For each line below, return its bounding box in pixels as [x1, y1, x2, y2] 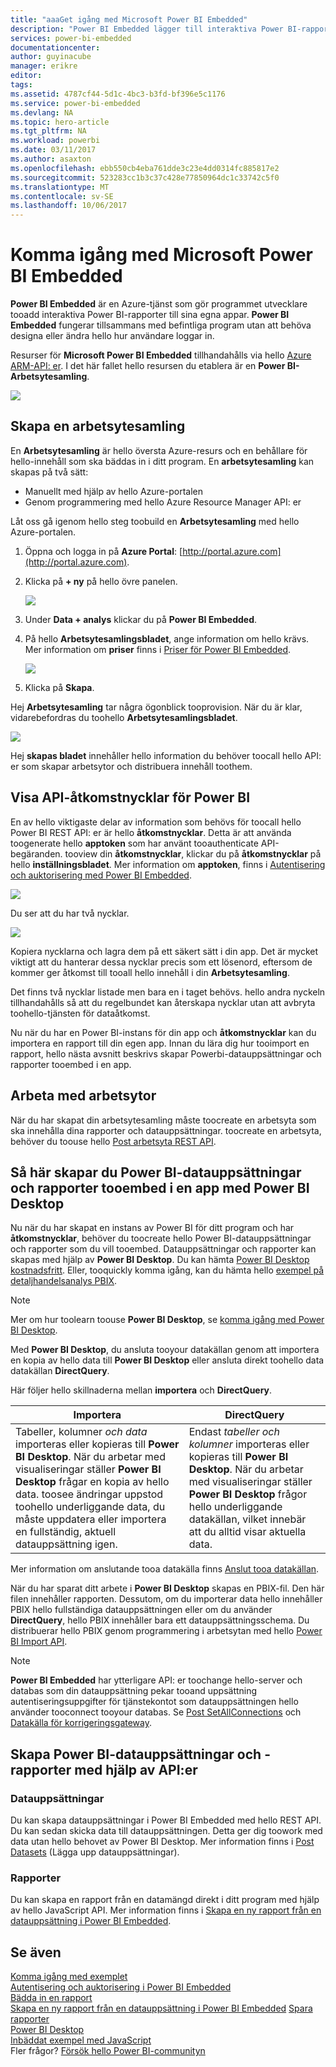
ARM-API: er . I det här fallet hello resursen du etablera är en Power [10, 360, 286, 372]
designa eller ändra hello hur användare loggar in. [10, 330, 215, 342]
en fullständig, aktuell [15, 1525, 117, 1539]
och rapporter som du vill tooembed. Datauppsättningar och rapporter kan [10, 1243, 317, 1255]
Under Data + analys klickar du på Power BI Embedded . [24, 613, 257, 625]
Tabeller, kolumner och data [15, 1425, 148, 1439]
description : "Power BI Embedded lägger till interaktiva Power [10, 24, 284, 34]
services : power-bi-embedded [10, 33, 132, 43]
